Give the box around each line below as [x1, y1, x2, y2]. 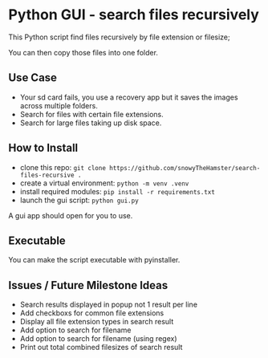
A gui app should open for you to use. [8, 210, 133, 220]
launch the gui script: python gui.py [19, 195, 139, 205]
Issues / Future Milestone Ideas [8, 279, 169, 292]
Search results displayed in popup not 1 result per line [19, 299, 198, 310]
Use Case [8, 71, 58, 85]
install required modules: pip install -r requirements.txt [19, 186, 215, 196]
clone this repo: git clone [19, 162, 107, 172]
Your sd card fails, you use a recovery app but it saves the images [19, 92, 238, 102]
